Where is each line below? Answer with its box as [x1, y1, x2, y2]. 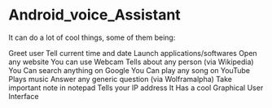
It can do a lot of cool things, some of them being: [8, 32, 176, 42]
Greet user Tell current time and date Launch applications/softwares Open [8, 48, 258, 58]
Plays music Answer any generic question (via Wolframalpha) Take [8, 74, 232, 84]
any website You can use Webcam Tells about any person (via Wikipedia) [8, 57, 254, 67]
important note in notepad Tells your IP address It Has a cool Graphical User [8, 83, 264, 93]
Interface [8, 91, 39, 101]
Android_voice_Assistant [8, 6, 181, 24]
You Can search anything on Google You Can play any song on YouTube [8, 65, 251, 75]
